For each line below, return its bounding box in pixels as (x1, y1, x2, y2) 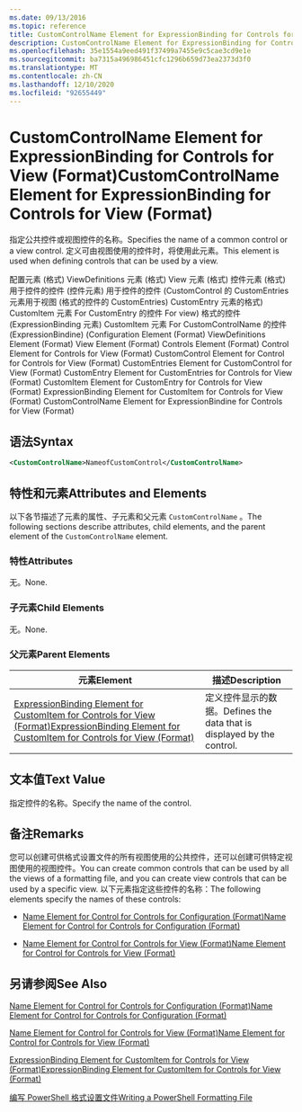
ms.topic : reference (9, 22, 87, 31)
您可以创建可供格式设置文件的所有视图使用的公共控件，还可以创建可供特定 (9, 851, 285, 863)
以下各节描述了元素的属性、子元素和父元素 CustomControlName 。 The (9, 511, 262, 521)
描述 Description (212, 673, 281, 686)
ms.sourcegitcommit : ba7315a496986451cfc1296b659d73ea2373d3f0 (9, 55, 252, 64)
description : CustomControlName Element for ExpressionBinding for (9, 38, 268, 48)
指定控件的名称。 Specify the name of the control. (9, 797, 192, 808)
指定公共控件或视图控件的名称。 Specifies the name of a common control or (9, 235, 289, 245)
